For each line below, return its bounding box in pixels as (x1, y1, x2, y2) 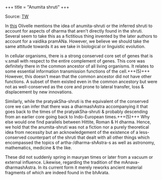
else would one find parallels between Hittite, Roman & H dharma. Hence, (5, 119, 151, 125)
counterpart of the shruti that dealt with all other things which (27, 134, 150, 140)
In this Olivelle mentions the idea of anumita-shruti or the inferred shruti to (5, 23, 153, 29)
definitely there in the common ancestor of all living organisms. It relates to (5, 63, 154, 69)
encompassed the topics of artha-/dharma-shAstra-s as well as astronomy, (5, 140, 155, 145)
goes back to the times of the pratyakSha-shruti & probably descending (5, 109, 148, 115)
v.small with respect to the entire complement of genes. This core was (5, 58, 145, 64)
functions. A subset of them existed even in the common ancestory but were (5, 79, 158, 84)
